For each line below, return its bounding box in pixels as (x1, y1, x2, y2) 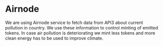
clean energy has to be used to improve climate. (5, 35, 104, 41)
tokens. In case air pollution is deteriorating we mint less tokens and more (5, 30, 156, 36)
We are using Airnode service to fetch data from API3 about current (5, 20, 143, 25)
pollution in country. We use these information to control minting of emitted (5, 24, 159, 30)
